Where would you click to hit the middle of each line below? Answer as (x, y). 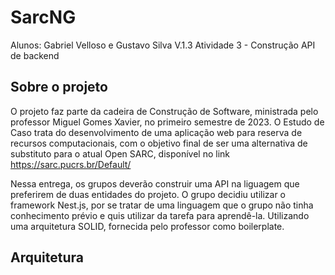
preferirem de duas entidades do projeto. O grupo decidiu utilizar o (148, 194)
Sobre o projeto (59, 87)
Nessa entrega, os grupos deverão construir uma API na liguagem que (155, 183)
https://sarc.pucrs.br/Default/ (71, 164)
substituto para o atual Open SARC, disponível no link (120, 153)
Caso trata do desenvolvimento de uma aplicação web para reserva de (156, 132)
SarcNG (43, 17)
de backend (35, 55)
